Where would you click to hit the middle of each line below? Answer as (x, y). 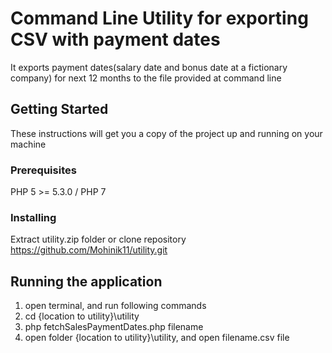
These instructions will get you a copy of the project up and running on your (166, 133)
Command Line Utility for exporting (159, 18)
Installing (33, 217)
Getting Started (59, 109)
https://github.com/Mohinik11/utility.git (89, 250)
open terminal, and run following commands (115, 306)
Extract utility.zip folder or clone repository (98, 239)
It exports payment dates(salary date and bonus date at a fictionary (149, 67)
